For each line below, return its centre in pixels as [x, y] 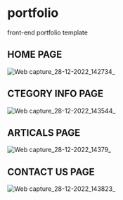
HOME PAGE [35, 55]
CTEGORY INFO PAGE [56, 94]
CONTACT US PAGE [51, 171]
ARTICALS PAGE [44, 133]
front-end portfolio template [47, 32]
